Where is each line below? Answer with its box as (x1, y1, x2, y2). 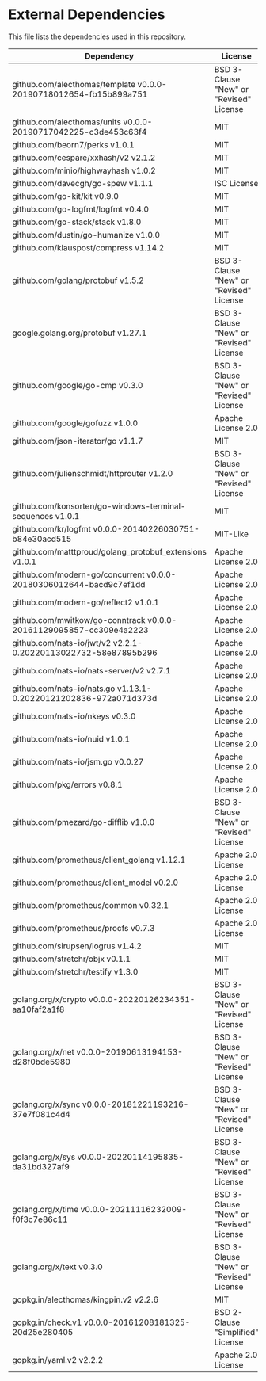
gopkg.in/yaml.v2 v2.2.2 (12, 1354, 104, 1365)
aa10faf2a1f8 (12, 1004, 65, 1015)
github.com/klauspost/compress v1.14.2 (12, 242, 165, 253)
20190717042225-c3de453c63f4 (12, 126, 147, 137)
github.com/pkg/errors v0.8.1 (12, 779, 123, 790)
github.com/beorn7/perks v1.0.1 (12, 139, 135, 150)
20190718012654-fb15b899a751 (12, 89, 148, 100)
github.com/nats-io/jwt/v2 (12, 637, 112, 648)
